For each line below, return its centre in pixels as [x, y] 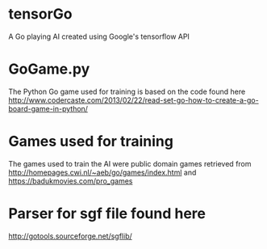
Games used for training [91, 141]
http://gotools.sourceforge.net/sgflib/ [71, 236]
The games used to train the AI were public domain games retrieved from [130, 163]
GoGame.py [49, 69]
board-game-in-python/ [48, 108]
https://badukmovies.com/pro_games [71, 181]
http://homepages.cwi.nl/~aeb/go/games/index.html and [102, 172]
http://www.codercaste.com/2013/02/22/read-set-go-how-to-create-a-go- [134, 100]
